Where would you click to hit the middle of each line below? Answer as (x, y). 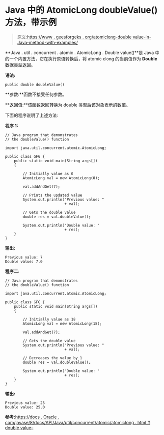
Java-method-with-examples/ (47, 42)
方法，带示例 (31, 22)
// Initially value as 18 (49, 319)
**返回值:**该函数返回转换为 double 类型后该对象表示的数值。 (68, 105)
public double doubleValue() (35, 85)
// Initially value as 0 (48, 174)
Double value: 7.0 (24, 261)
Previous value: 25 (25, 403)
